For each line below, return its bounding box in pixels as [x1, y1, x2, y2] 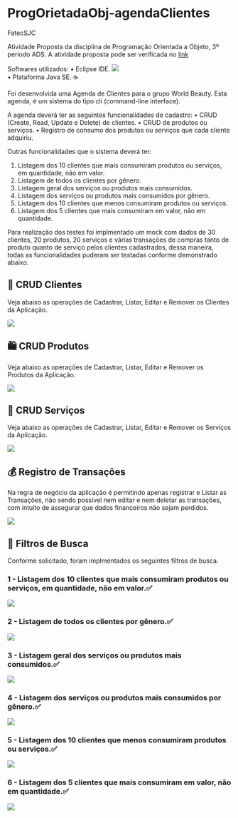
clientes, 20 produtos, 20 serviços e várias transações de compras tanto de [7, 235, 229, 244]
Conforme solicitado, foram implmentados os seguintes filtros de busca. [7, 556, 219, 565]
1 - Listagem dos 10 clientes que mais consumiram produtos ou [7, 574, 229, 584]
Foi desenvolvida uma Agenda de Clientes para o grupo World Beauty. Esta [7, 89, 227, 98]
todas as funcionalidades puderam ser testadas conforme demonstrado [7, 250, 218, 259]
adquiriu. [7, 133, 33, 142]
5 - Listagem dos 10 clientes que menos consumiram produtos [7, 735, 227, 745]
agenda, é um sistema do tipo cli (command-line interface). [7, 96, 181, 105]
